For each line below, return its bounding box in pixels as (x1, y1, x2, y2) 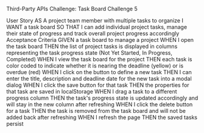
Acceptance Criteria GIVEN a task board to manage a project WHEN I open (6, 36, 194, 43)
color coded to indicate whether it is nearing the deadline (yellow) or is (6, 62, 184, 69)
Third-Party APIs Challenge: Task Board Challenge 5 (6, 5, 138, 12)
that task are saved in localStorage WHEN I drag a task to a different (6, 88, 177, 95)
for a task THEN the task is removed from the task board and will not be (6, 107, 186, 114)
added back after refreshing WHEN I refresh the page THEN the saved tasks (6, 114, 198, 121)
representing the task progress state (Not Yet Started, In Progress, (6, 49, 172, 56)
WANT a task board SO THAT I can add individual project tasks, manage (6, 24, 188, 30)
